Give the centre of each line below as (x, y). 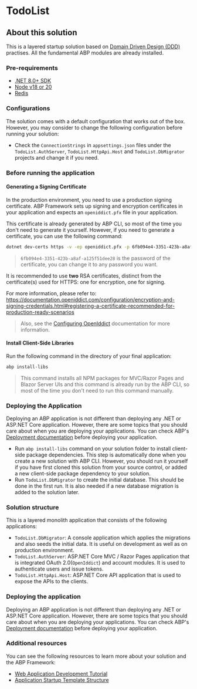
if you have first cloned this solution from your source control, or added (101, 467)
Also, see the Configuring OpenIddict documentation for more (95, 323)
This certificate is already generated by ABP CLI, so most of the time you (94, 224)
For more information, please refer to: (51, 293)
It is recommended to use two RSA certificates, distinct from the (84, 276)
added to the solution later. (47, 492)
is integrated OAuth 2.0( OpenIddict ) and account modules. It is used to (100, 563)
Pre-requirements (32, 67)
